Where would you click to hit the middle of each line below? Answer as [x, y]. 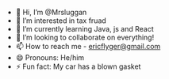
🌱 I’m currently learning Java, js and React [85, 29]
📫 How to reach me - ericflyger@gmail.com [88, 46]
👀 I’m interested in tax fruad [61, 21]
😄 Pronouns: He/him [50, 58]
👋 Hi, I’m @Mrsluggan [51, 12]
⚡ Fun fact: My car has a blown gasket [78, 66]
